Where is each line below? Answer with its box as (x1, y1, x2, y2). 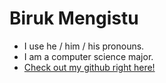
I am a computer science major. (23, 50, 154, 62)
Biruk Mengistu (9, 7, 139, 30)
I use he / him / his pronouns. (23, 40, 145, 52)
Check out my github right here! (23, 61, 156, 73)
